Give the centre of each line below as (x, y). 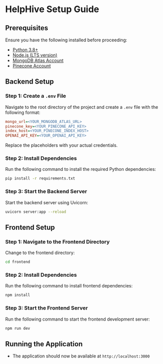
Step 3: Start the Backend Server (46, 192)
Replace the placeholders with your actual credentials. (62, 145)
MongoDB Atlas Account (38, 60)
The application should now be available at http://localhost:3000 (81, 356)
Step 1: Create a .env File (36, 96)
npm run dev (18, 328)
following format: (23, 112)
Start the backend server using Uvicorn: (47, 202)
